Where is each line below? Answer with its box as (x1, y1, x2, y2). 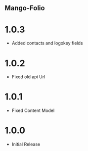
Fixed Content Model (11, 107, 55, 113)
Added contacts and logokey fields (11, 40, 83, 46)
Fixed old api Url (11, 74, 45, 80)
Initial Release (11, 141, 41, 148)
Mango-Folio (4, 4, 45, 12)
